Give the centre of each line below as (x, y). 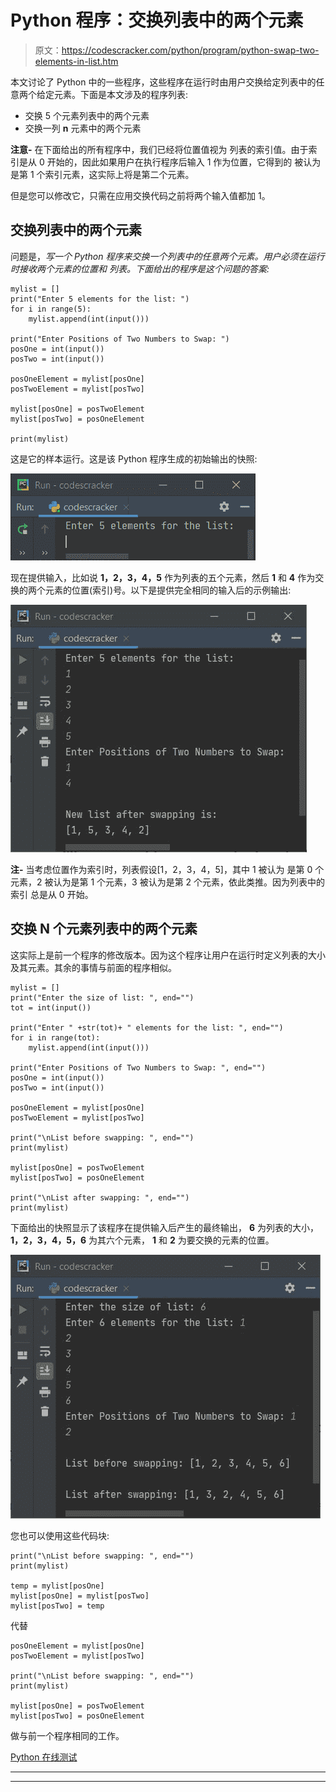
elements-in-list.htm (76, 61)
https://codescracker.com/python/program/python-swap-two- (190, 50)
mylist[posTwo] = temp (57, 1606)
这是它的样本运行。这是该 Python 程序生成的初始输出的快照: (134, 458)
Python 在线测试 (44, 1757)
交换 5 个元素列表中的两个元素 (87, 115)
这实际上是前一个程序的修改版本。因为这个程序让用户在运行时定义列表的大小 (168, 955)
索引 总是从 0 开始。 (52, 894)
